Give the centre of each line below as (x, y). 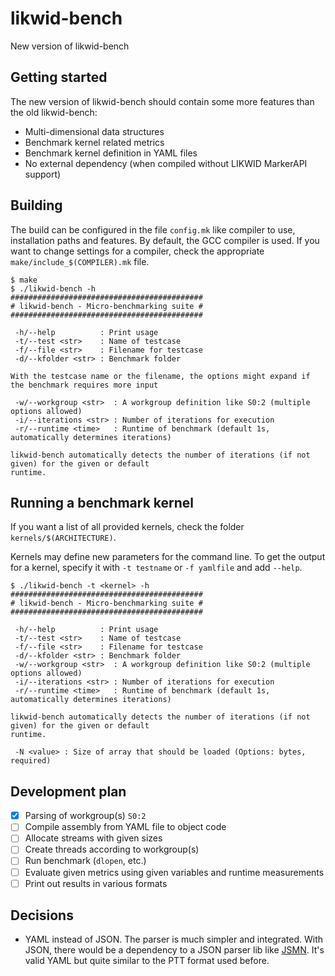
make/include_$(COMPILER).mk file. (80, 261)
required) (31, 761)
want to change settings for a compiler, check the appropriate (137, 251)
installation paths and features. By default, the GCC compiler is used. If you (165, 240)
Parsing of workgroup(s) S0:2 (85, 816)
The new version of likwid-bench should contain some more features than (162, 101)
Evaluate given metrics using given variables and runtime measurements (174, 872)
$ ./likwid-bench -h (53, 288)
